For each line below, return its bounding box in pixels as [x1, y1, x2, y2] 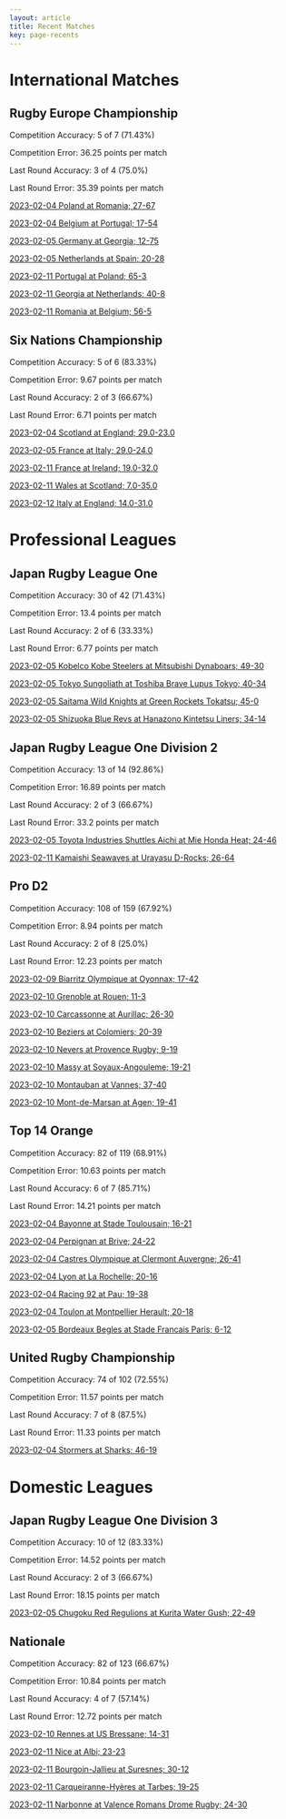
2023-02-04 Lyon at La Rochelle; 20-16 [9, 1271, 158, 1282]
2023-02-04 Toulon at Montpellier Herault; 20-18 [9, 1306, 194, 1316]
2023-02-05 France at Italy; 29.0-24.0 [9, 445, 153, 456]
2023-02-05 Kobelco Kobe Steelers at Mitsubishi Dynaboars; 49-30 [9, 661, 265, 672]
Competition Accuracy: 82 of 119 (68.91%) [9, 1147, 167, 1158]
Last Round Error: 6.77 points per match [9, 643, 159, 654]
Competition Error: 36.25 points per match [9, 147, 168, 158]
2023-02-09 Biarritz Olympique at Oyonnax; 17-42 [9, 973, 200, 984]
